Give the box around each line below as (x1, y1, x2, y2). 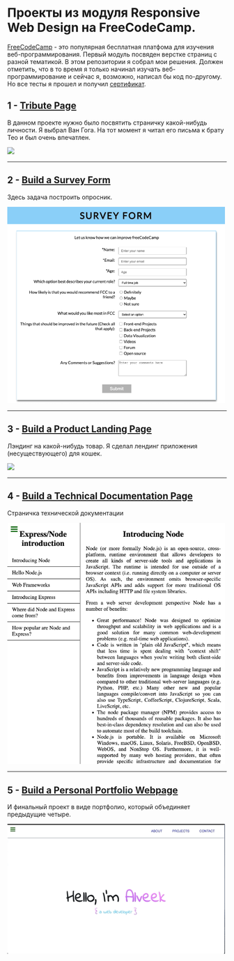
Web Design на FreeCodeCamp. (7, 19, 196, 36)
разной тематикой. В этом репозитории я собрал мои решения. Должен (7, 57, 224, 65)
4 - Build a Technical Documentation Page (7, 490, 194, 502)
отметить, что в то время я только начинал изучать (7, 65, 161, 73)
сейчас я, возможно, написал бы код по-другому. (72, 72, 222, 81)
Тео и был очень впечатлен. (7, 133, 91, 141)
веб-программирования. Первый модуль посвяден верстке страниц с (7, 50, 217, 58)
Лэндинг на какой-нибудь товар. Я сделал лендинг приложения (7, 442, 198, 450)
